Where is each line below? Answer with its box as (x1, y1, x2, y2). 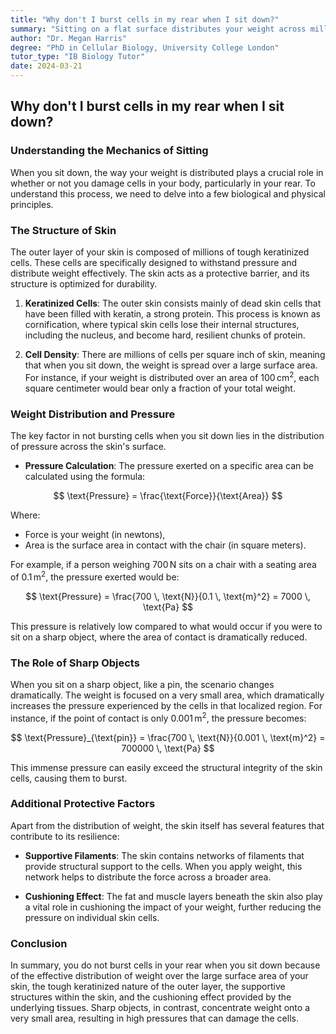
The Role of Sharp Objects (10, 656, 140, 670)
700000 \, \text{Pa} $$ (121, 742, 215, 754)
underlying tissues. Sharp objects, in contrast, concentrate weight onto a (10, 1002, 310, 1014)
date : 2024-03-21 (10, 61, 83, 71)
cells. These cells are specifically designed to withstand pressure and (10, 256, 298, 268)
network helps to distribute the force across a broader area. (24, 871, 272, 883)
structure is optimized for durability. (10, 277, 158, 290)
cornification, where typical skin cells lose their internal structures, (24, 318, 300, 330)
